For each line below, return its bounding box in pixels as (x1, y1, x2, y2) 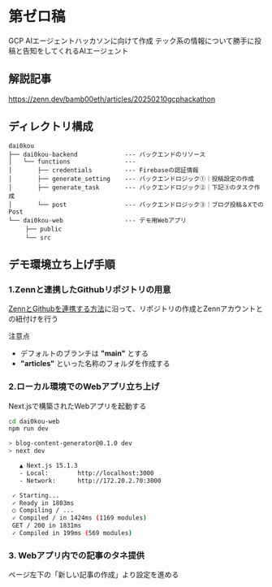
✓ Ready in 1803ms (11, 499, 75, 507)
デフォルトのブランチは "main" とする (19, 348, 149, 358)
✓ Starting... (11, 491, 60, 499)
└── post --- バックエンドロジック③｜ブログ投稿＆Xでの (37, 201, 264, 209)
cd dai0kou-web (8, 417, 60, 425)
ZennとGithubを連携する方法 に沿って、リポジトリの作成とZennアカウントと (8, 304, 264, 313)
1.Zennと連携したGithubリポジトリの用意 (8, 283, 171, 295)
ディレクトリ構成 (8, 119, 93, 134)
